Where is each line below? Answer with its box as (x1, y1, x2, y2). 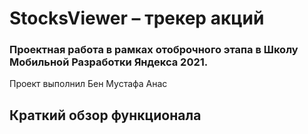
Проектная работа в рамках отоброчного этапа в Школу (9, 43, 299, 57)
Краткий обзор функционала (9, 107, 202, 124)
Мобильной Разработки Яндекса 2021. (9, 55, 209, 69)
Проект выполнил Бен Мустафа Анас (9, 78, 168, 90)
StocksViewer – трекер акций (9, 7, 265, 30)
